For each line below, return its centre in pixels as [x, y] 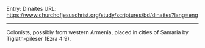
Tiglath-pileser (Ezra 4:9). [39, 39]
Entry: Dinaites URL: [31, 9]
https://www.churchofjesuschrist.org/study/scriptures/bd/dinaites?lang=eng [102, 15]
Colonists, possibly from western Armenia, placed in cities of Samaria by [98, 32]
